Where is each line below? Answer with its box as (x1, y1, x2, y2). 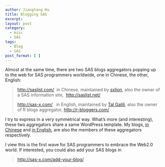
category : (5, 26, 26, 31)
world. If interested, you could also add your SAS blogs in (5, 147, 122, 153)
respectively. (5, 132, 31, 138)
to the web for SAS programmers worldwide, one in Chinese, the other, (5, 72, 149, 78)
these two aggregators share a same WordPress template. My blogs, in (5, 122, 149, 127)
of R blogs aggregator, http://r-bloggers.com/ (17, 107, 109, 113)
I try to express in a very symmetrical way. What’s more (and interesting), (5, 117, 154, 123)
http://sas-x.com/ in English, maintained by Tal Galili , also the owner (17, 102, 158, 108)
